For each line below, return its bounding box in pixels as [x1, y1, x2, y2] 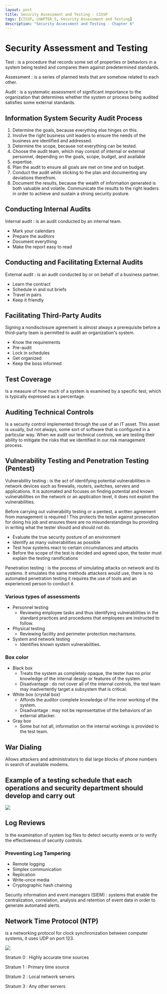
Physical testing [12, 626, 45, 632]
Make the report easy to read [12, 243, 72, 249]
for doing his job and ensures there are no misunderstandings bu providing [5, 519, 159, 525]
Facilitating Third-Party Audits [5, 312, 102, 320]
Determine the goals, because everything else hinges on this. [12, 127, 138, 133]
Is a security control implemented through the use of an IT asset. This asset [5, 421, 160, 427]
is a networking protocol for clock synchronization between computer [5, 930, 148, 936]
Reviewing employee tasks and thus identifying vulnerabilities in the [19, 610, 159, 616]
